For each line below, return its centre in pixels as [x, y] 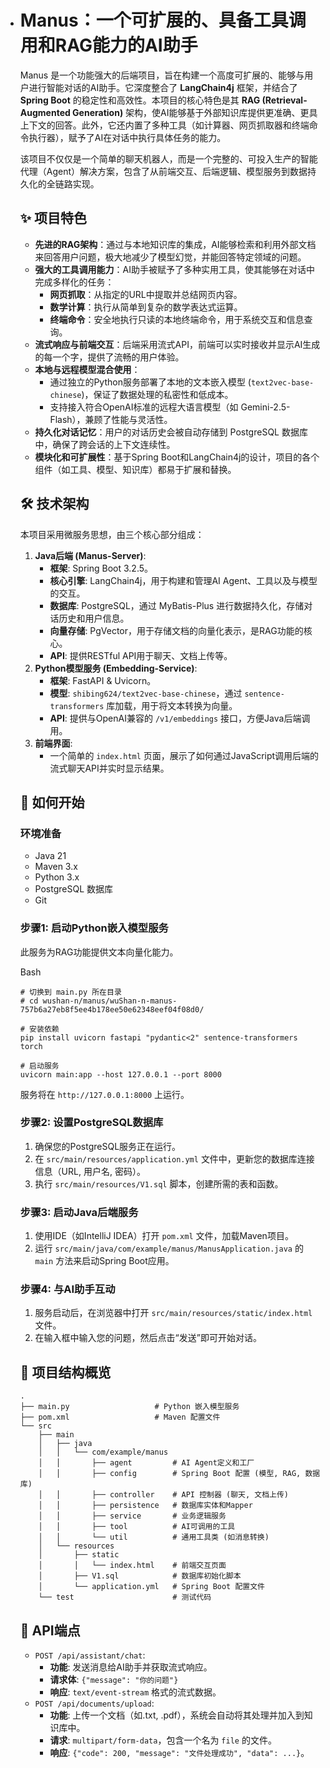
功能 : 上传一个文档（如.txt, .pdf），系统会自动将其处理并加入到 [177, 1715]
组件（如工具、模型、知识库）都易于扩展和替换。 [135, 469]
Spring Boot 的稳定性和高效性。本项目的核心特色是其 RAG [140, 100]
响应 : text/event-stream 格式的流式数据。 [135, 1692]
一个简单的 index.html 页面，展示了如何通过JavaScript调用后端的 [184, 755]
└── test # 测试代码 [125, 1597]
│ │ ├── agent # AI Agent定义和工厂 [146, 1463]
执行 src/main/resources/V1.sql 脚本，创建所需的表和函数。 [159, 1183]
